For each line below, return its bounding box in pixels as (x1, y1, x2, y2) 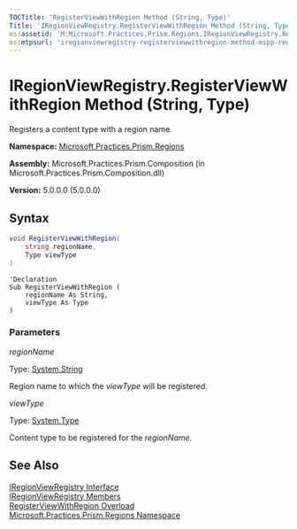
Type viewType (25, 250, 77, 260)
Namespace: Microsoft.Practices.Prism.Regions (9, 141, 185, 152)
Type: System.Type (9, 415, 80, 425)
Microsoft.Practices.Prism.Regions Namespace (9, 510, 181, 520)
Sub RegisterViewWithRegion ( (9, 283, 121, 292)
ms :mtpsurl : (9, 37, 53, 47)
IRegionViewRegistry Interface (9, 481, 119, 492)
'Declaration (9, 275, 57, 284)
